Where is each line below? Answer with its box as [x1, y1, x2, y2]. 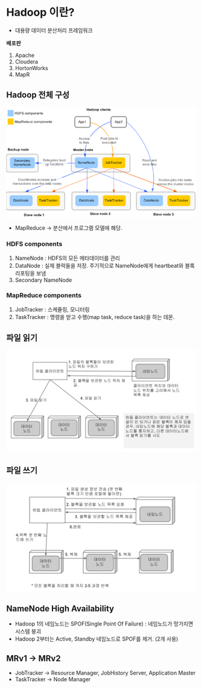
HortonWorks [14, 64, 48, 71]
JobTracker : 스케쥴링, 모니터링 [14, 306, 90, 313]
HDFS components [6, 240, 63, 248]
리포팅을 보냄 [14, 270, 46, 277]
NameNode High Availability [6, 603, 115, 613]
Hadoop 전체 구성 [6, 90, 70, 100]
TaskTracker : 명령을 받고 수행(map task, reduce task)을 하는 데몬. [14, 313, 175, 320]
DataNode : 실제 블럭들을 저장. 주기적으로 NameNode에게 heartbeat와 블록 [14, 262, 195, 269]
